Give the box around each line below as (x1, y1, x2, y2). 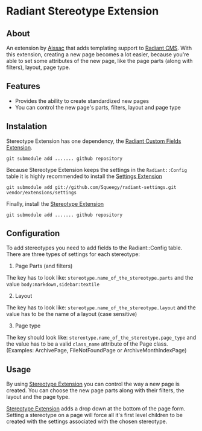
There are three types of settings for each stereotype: (6, 251, 140, 258)
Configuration (6, 228, 60, 239)
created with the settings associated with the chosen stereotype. (6, 418, 168, 425)
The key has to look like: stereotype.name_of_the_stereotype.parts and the (6, 274, 194, 281)
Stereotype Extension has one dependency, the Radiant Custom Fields (6, 137, 181, 145)
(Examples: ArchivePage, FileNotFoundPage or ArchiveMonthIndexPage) (6, 347, 187, 354)
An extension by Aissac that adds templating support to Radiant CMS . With (6, 44, 192, 51)
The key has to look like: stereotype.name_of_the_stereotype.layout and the (6, 304, 196, 311)
